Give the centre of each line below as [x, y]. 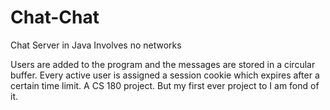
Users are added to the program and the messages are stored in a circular [163, 64]
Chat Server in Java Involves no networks [96, 45]
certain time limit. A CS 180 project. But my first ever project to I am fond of [165, 85]
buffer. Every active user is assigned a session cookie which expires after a [165, 75]
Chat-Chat [55, 17]
